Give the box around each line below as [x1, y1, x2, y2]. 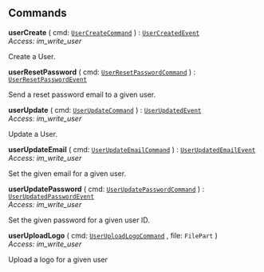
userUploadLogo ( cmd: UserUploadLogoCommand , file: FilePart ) [8, 230, 218, 240]
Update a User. [8, 129, 58, 138]
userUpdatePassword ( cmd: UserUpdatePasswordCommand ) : [8, 184, 205, 194]
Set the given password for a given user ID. [8, 215, 150, 225]
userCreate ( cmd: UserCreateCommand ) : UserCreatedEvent [8, 27, 200, 37]
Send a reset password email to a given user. [8, 90, 156, 99]
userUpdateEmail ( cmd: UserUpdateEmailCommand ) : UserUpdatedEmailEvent [8, 144, 256, 154]
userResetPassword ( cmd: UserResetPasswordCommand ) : [8, 67, 196, 77]
